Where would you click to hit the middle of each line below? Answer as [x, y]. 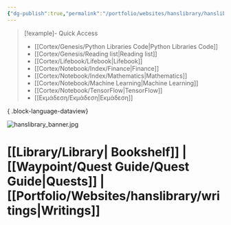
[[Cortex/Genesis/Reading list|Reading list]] [96, 54]
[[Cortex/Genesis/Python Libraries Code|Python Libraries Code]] [126, 46]
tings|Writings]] [54, 210]
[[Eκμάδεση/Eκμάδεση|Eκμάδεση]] [84, 98]
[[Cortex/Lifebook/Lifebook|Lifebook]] [88, 61]
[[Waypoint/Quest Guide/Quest [98, 167]
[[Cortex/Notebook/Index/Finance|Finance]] [97, 68]
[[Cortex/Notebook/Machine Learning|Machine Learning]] [116, 83]
